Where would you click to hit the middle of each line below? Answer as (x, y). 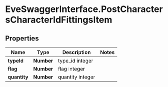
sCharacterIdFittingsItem (59, 20)
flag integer (71, 69)
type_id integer (76, 61)
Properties (22, 38)
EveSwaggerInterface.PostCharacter (84, 9)
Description (77, 52)
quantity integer (76, 77)
